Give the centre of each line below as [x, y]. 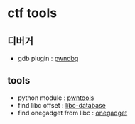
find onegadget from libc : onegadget [72, 113]
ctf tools [32, 13]
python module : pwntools [56, 98]
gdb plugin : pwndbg [48, 58]
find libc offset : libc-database [62, 105]
